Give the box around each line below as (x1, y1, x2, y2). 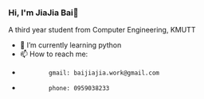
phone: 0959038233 (49, 85, 110, 93)
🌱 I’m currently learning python (19, 40, 122, 50)
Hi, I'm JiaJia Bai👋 (8, 7, 79, 18)
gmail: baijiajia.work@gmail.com (49, 69, 159, 78)
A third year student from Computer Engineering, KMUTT (8, 25, 196, 35)
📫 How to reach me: (19, 49, 88, 59)
